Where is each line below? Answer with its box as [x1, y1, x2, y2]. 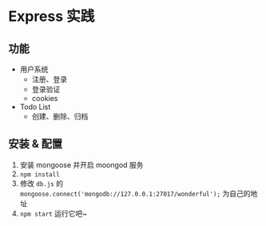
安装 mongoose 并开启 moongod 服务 [19, 159, 144, 169]
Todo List [19, 102, 51, 111]
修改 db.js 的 [19, 178, 64, 188]
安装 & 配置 [8, 137, 63, 151]
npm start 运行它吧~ [19, 208, 88, 218]
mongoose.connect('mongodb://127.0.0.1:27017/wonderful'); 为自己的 [19, 188, 251, 198]
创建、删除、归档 [31, 111, 89, 121]
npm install [19, 170, 60, 179]
